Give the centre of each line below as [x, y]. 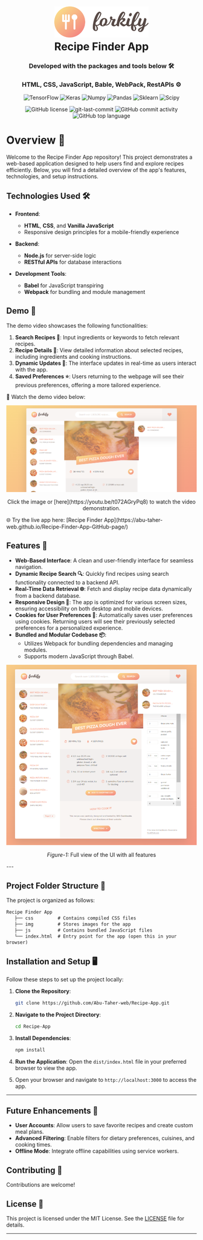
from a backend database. [48, 595]
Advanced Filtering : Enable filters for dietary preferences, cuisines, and [105, 1138]
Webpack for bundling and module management [85, 292]
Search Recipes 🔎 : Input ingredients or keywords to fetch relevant [97, 337]
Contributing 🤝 [34, 1170]
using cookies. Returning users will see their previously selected [95, 621]
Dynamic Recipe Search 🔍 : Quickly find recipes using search [92, 573]
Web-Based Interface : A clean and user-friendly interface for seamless [104, 560]
